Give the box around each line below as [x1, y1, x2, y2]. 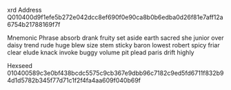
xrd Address [7, 6, 42, 14]
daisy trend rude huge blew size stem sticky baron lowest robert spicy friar [7, 41, 220, 49]
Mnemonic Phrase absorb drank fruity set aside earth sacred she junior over [7, 34, 224, 42]
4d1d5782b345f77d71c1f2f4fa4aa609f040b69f [7, 76, 141, 85]
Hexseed [7, 62, 33, 69]
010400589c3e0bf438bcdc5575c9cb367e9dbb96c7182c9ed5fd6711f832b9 [7, 69, 224, 77]
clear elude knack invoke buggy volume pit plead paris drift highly [7, 48, 194, 56]
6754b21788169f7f [7, 21, 61, 28]
